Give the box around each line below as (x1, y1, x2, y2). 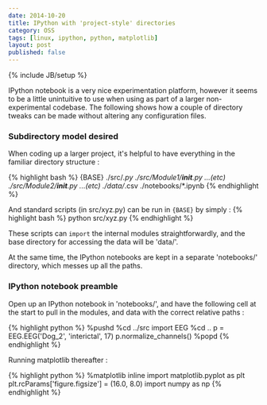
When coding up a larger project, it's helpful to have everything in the (8, 148, 236, 159)
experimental (8, 102, 52, 112)
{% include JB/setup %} (8, 71, 87, 79)
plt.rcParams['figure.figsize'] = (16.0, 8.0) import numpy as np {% (8, 379, 222, 388)
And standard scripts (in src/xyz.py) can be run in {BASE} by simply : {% (8, 205, 243, 214)
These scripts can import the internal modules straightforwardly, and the (8, 229, 246, 238)
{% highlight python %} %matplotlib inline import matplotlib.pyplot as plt (8, 370, 245, 380)
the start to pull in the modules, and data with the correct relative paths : (8, 307, 245, 317)
